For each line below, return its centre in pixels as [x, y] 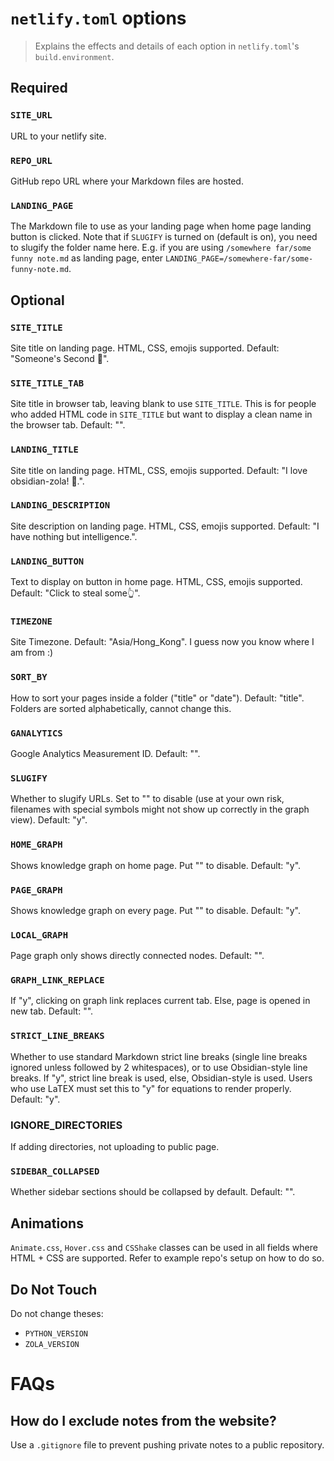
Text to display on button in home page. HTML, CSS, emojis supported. [156, 582]
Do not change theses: [57, 1313]
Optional [37, 300]
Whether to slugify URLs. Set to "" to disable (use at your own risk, [147, 799]
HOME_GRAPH [36, 845]
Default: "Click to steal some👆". [75, 593]
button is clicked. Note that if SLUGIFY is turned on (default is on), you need [164, 237]
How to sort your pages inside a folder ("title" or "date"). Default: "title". [157, 698]
